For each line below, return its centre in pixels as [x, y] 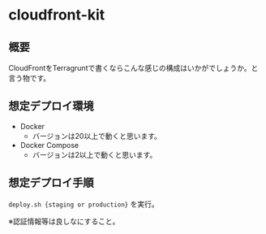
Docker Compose [49, 145]
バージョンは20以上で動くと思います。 [97, 136]
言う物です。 [30, 78]
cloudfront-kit [57, 15]
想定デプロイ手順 [51, 183]
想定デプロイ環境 [51, 106]
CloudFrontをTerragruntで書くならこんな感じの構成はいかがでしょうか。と [133, 68]
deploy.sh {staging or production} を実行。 [84, 204]
